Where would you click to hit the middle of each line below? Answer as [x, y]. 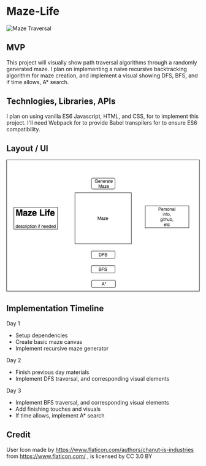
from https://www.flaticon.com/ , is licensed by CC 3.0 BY [79, 456]
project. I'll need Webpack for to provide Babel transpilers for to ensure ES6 [102, 122]
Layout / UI [27, 148]
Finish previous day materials [52, 372]
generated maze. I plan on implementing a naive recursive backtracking [97, 69]
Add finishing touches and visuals [58, 409]
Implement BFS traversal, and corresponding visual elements [92, 402]
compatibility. [24, 129]
